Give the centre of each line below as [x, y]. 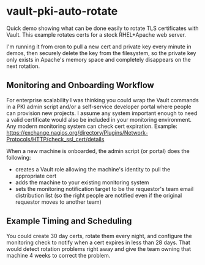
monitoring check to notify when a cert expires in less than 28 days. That [99, 242]
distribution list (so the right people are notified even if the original [99, 195]
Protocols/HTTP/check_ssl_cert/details [55, 139]
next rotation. [23, 66]
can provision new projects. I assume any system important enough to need [102, 113]
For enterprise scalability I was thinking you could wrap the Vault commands [102, 100]
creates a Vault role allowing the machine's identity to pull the [93, 169]
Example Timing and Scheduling [69, 221]
